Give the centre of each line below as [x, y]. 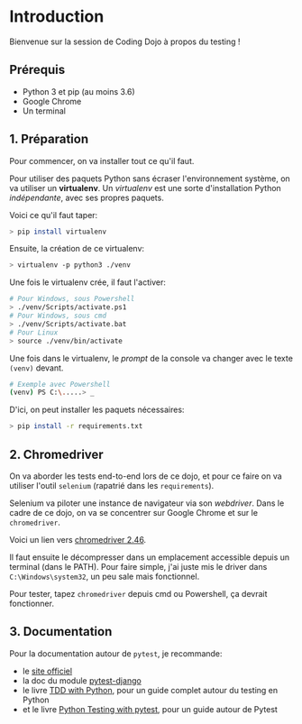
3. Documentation [61, 632]
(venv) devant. [37, 368]
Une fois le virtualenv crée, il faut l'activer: [88, 282]
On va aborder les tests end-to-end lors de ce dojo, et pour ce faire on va [146, 476]
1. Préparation [49, 139]
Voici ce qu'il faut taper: [54, 215]
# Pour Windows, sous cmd [58, 316]
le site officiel [47, 671]
